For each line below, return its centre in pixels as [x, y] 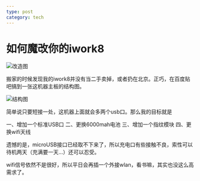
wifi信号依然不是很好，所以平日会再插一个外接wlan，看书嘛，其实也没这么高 [100, 165]
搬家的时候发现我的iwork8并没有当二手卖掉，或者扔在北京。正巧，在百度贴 [98, 79]
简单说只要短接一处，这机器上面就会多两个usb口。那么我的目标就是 [89, 112]
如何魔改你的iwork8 [55, 49]
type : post [20, 12]
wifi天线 [21, 132]
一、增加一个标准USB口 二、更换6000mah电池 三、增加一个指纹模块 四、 [96, 125]
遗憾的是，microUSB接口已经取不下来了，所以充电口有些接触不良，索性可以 [99, 145]
